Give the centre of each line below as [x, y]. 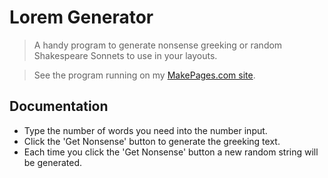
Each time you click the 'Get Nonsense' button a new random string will [171, 152]
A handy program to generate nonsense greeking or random [158, 45]
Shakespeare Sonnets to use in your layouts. [125, 55]
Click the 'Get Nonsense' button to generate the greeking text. [152, 141]
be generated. [52, 162]
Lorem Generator [81, 17]
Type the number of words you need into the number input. [145, 130]
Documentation [59, 106]
